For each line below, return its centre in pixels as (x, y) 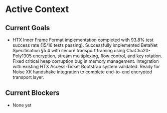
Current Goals (28, 28)
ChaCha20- (138, 50)
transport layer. (28, 77)
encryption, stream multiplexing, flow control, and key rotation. (97, 56)
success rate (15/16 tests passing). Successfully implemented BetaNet (85, 45)
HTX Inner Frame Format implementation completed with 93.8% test (83, 40)
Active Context (37, 9)
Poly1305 (22, 56)
